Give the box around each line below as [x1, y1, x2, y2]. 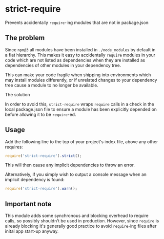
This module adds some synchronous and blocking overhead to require [5, 213, 149, 218]
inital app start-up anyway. [5, 228, 59, 234]
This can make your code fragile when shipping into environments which [5, 72, 151, 78]
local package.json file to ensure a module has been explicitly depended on [5, 106, 157, 112]
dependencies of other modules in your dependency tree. [5, 62, 121, 68]
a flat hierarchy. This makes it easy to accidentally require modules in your [5, 52, 156, 58]
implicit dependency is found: [5, 177, 65, 183]
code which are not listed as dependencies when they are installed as [5, 57, 145, 63]
